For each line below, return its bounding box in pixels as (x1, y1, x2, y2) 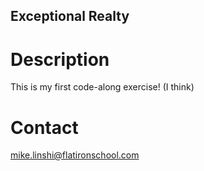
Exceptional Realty (10, 8, 130, 25)
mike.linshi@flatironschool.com (10, 149, 140, 161)
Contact (10, 116, 79, 139)
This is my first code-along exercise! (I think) (10, 81, 195, 93)
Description (10, 48, 110, 71)
